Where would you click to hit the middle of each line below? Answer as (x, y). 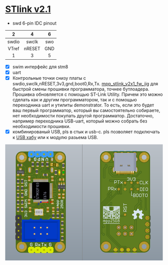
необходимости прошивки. (41, 126)
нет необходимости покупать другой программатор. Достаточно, (83, 115)
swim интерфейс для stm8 (40, 67)
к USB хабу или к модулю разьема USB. (55, 137)
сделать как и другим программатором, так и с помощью (75, 99)
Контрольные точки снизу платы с (49, 78)
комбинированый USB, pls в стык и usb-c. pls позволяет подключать (86, 131)
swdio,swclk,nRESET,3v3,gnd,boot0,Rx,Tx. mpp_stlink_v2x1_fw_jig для (85, 83)
